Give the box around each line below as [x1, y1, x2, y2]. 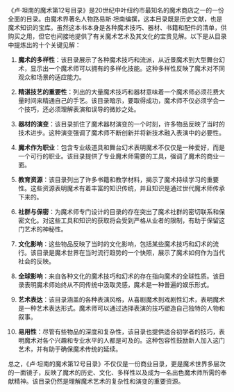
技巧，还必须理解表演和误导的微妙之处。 [24, 105, 140, 113]
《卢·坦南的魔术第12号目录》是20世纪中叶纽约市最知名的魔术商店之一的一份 [8, 6, 224, 14]
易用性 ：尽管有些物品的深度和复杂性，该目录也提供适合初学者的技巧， [17, 327, 219, 336]
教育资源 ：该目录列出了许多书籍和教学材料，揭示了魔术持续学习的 [17, 176, 207, 183]
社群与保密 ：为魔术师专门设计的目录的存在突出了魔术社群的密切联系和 [17, 208, 219, 215]
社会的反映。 [17, 257, 55, 266]
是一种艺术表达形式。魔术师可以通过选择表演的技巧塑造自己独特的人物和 [17, 304, 225, 312]
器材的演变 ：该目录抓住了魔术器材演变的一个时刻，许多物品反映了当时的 [17, 120, 225, 128]
